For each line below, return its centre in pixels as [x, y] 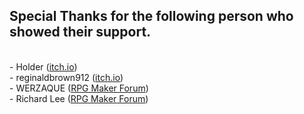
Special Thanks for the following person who [151, 16]
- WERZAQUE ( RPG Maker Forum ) [79, 88]
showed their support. [80, 32]
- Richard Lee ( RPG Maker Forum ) [79, 98]
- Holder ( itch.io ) [43, 66]
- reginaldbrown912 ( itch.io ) [66, 77]
